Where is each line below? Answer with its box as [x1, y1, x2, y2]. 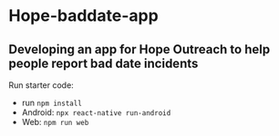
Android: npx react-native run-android [21, 107, 171, 118]
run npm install [21, 97, 83, 108]
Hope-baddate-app [8, 5, 159, 26]
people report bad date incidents [8, 55, 199, 71]
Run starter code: [8, 80, 74, 91]
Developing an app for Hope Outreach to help [8, 42, 271, 57]
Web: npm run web [21, 117, 89, 127]
